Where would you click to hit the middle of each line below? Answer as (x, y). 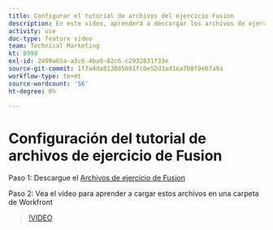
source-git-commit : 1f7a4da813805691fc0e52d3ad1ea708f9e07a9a (116, 69)
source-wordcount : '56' (49, 83)
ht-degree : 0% (32, 91)
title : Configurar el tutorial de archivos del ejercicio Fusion (121, 16)
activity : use (32, 31)
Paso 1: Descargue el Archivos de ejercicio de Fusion (97, 178)
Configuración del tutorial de (108, 138)
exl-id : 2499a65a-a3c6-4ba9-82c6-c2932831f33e (89, 62)
